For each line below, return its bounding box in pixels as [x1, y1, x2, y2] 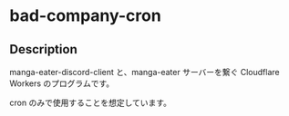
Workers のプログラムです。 [9, 78, 115, 89]
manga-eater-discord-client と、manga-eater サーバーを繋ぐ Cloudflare [9, 67, 280, 77]
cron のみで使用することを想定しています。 [9, 97, 171, 108]
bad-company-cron [9, 5, 161, 26]
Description [9, 42, 77, 57]
